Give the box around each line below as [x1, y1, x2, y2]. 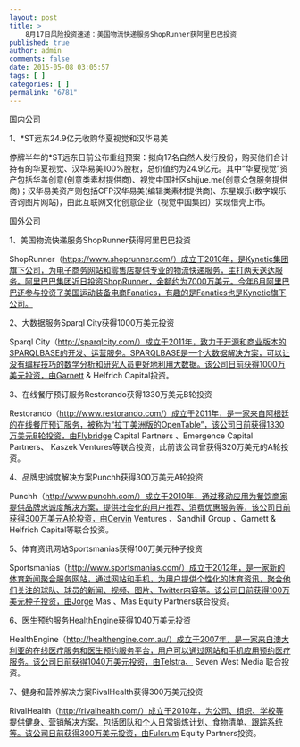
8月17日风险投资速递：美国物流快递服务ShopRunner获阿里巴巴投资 [25, 30, 237, 38]
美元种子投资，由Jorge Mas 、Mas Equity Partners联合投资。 [9, 596, 235, 607]
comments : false [9, 55, 70, 64]
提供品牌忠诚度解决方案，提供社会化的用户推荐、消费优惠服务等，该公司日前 [9, 502, 291, 513]
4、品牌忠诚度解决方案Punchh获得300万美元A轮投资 [9, 471, 204, 482]
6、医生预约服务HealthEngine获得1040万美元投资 [9, 615, 192, 625]
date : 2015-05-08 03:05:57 [9, 64, 110, 72]
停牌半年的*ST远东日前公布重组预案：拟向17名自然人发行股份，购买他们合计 [9, 151, 289, 162]
